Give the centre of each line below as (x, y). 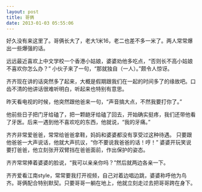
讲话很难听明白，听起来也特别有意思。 (80, 89)
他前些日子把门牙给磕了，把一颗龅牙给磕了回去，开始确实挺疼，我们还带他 (98, 114)
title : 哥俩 (20, 17)
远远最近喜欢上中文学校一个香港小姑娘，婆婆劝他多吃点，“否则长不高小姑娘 (100, 61)
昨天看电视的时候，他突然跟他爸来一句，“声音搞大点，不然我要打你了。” (94, 102)
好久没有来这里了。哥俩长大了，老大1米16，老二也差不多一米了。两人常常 (97, 41)
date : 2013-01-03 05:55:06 (40, 23)
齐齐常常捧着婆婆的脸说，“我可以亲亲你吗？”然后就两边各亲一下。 (88, 163)
